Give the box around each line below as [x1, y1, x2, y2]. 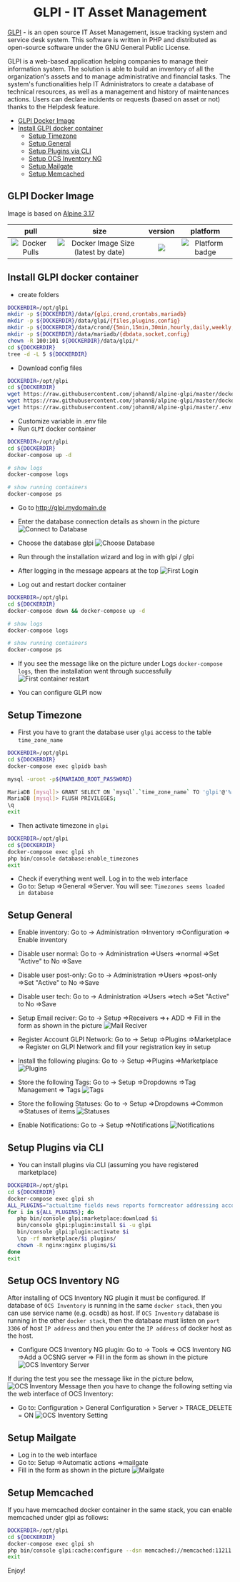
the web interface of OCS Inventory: [7, 1390, 114, 1398]
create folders [17, 290, 59, 299]
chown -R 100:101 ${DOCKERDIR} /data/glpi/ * [7, 337, 139, 344]
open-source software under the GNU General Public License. [7, 43, 191, 51]
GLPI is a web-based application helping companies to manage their [7, 56, 209, 65]
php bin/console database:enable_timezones [7, 855, 139, 862]
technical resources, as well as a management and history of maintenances [7, 87, 229, 96]
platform [190, 226, 221, 236]
